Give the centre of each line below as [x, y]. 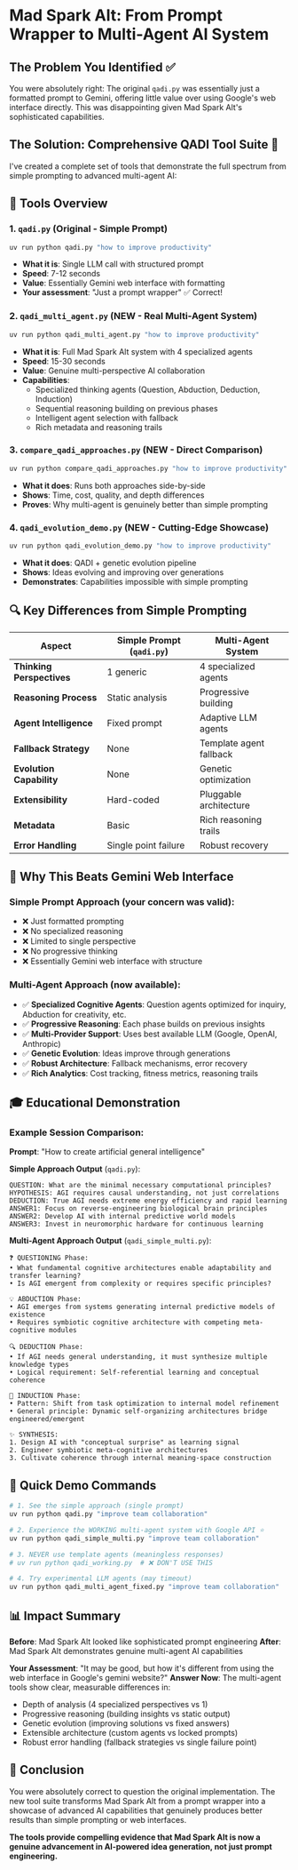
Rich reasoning [231, 819]
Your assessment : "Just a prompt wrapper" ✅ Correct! [122, 292]
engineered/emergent [47, 1419]
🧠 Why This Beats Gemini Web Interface [122, 877]
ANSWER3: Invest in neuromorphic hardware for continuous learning [137, 1224]
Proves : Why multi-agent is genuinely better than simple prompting [145, 504]
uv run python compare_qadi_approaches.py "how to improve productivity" [149, 468]
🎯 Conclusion [47, 1770]
